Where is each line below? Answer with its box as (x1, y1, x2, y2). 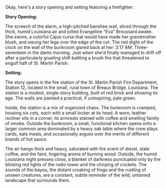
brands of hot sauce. (5, 136, 48, 142)
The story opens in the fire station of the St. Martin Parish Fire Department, (5, 79, 158, 85)
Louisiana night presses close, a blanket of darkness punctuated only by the (5, 156, 161, 162)
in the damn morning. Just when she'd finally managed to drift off (27, 49, 162, 55)
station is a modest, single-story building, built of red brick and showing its (5, 90, 158, 95)
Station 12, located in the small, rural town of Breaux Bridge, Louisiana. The (5, 85, 159, 91)
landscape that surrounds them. (5, 178, 70, 183)
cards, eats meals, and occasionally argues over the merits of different (5, 131, 150, 137)
